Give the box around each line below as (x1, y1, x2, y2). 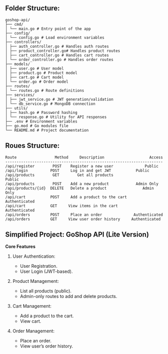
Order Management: (12, 328, 55, 334)
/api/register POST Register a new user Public (5, 163, 158, 168)
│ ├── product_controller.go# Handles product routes (5, 48, 121, 53)
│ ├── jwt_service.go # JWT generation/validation (5, 97, 114, 102)
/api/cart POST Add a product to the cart (5, 194, 127, 200)
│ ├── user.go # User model (5, 66, 64, 71)
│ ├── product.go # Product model (5, 70, 78, 75)
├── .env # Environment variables (5, 119, 78, 124)
